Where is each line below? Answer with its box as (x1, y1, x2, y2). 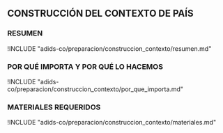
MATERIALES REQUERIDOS (7, 102, 101, 112)
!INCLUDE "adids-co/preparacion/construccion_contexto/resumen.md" (7, 44, 212, 53)
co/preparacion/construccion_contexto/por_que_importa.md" (7, 85, 183, 93)
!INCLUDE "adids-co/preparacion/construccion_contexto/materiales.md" (7, 118, 217, 127)
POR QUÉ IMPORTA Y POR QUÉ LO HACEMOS (7, 61, 164, 71)
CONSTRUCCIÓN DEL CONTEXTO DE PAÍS (7, 8, 194, 19)
